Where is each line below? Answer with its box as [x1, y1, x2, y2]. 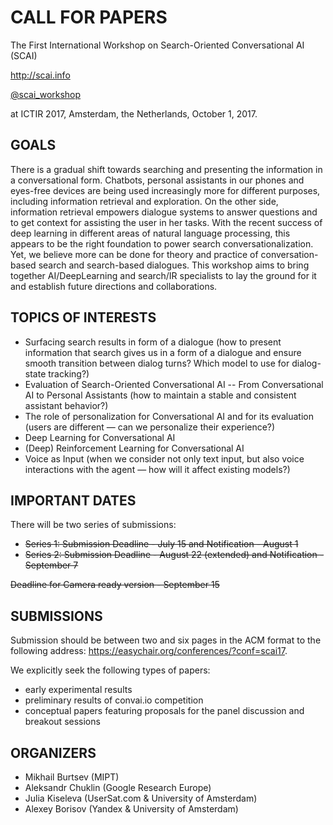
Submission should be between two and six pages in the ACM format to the [10, 634, 322, 646]
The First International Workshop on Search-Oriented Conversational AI [10, 39, 305, 51]
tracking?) [48, 367, 90, 380]
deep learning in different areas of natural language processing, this [10, 227, 291, 239]
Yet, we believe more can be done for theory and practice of [10, 248, 259, 260]
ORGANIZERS [10, 744, 97, 761]
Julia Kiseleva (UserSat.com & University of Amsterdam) [24, 792, 258, 804]
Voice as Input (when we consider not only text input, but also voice [24, 452, 305, 465]
